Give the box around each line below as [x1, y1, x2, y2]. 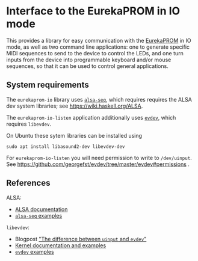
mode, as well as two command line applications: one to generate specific [6, 43, 190, 51]
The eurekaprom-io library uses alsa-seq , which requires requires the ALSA [6, 96, 193, 103]
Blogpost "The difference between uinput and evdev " [14, 235, 147, 242]
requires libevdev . [6, 120, 52, 127]
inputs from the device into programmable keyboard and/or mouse [6, 56, 172, 63]
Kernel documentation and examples [14, 242, 107, 249]
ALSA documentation [14, 206, 68, 213]
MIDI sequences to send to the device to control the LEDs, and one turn [6, 49, 184, 57]
